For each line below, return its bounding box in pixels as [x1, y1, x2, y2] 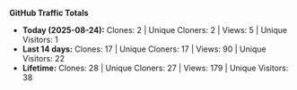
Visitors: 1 [22, 35, 58, 45]
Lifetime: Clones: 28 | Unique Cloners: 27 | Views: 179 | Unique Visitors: [22, 62, 289, 73]
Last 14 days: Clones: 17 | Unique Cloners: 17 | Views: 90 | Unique [22, 44, 266, 54]
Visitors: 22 [22, 53, 66, 63]
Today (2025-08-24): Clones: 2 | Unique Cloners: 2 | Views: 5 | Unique [22, 25, 288, 35]
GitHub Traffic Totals [9, 8, 89, 18]
